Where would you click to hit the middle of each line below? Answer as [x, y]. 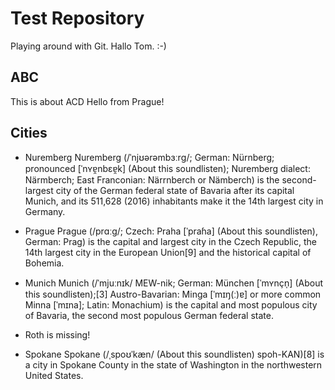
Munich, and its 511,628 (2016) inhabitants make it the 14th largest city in [174, 201]
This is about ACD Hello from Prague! [87, 101]
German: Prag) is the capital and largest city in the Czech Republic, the [170, 241]
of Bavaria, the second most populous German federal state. [149, 315]
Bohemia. [44, 263]
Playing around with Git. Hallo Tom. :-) [88, 46]
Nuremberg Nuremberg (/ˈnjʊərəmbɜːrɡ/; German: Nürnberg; [149, 157]
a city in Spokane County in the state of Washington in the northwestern [173, 364]
